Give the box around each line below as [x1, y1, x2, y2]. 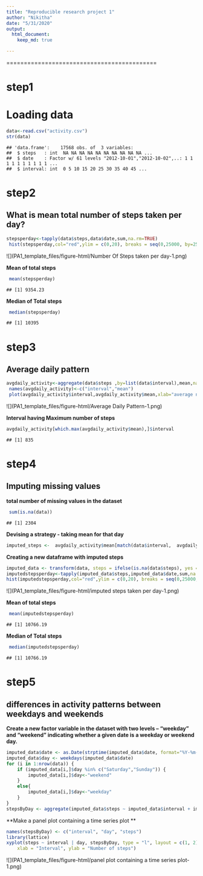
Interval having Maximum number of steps [6, 414, 115, 422]
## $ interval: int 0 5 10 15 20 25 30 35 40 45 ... [6, 166, 147, 172]
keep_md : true [17, 37, 53, 43]
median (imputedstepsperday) [8, 644, 80, 650]
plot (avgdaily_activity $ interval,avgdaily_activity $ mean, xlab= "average [8, 392, 193, 398]
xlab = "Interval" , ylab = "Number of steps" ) [17, 846, 137, 852]
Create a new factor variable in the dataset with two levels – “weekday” [6, 725, 189, 732]
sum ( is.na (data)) [8, 509, 53, 515]
